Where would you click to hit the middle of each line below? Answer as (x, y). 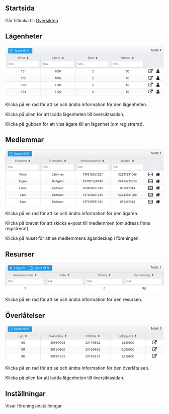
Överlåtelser (25, 315)
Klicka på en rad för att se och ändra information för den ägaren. (72, 214)
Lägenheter (24, 37)
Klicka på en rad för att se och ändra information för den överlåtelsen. (77, 368)
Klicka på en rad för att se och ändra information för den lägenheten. (76, 105)
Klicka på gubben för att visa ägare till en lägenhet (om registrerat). (75, 124)
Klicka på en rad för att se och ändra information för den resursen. (74, 299)
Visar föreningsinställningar (33, 406)
